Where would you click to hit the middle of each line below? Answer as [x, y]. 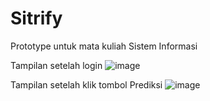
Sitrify [36, 18]
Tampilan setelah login [56, 65]
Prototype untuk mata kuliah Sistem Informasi [104, 46]
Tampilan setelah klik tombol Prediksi [86, 84]
